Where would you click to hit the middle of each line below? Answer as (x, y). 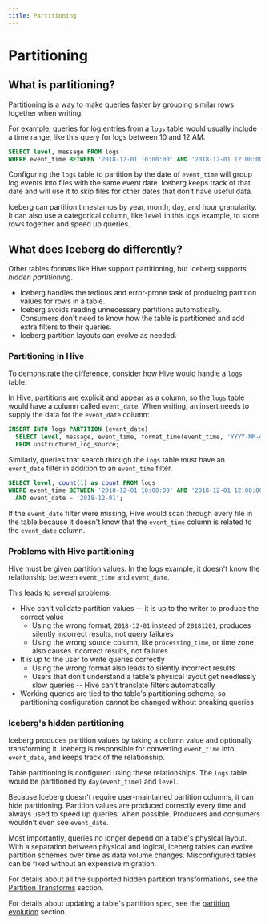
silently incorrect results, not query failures (102, 634)
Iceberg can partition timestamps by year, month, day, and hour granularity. (133, 207)
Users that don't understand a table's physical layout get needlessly (144, 677)
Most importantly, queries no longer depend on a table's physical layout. (128, 838)
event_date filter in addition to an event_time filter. (90, 468)
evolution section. (38, 912)
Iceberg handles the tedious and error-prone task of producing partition (138, 293)
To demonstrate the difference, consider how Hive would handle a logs (125, 373)
